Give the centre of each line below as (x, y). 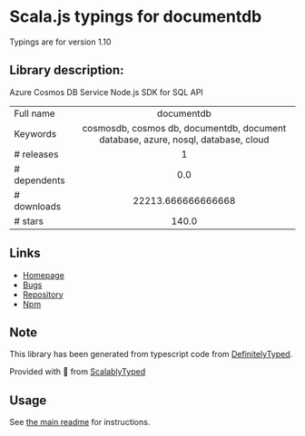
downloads (38, 206)
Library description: (67, 70)
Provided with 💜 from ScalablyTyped (78, 372)
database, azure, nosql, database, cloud (184, 140)
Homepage (44, 275)
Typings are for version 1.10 (60, 42)
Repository (43, 294)
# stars (29, 221)
